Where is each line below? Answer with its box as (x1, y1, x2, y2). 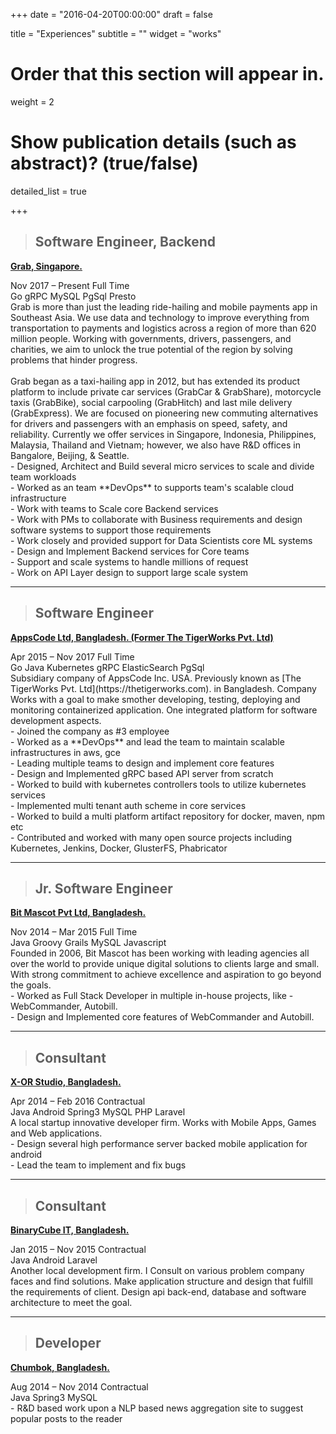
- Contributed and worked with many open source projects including (10, 831, 293, 843)
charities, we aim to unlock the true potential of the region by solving (10, 343, 293, 355)
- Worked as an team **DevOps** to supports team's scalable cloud (10, 481, 294, 493)
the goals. (10, 979, 52, 991)
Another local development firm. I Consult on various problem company (10, 1264, 305, 1276)
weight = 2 (10, 95, 55, 108)
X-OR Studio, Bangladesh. (10, 1076, 122, 1088)
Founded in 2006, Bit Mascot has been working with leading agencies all (10, 947, 310, 959)
